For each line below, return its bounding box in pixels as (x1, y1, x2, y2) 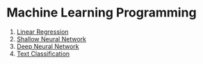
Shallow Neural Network (16, 34, 86, 43)
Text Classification (16, 50, 70, 58)
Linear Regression (16, 28, 69, 36)
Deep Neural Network (16, 42, 79, 50)
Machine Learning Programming (6, 5, 197, 21)
